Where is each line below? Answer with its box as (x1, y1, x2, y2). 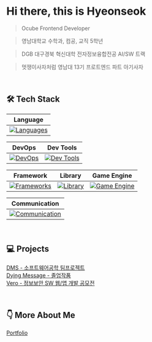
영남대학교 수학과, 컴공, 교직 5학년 (21, 37, 104, 44)
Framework (13, 171, 48, 180)
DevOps (12, 143, 36, 151)
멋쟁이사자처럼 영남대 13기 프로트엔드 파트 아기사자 (21, 63, 144, 70)
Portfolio (6, 329, 28, 336)
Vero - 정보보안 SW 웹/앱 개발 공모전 (6, 279, 95, 286)
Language (13, 115, 44, 124)
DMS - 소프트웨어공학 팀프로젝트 (6, 264, 85, 271)
